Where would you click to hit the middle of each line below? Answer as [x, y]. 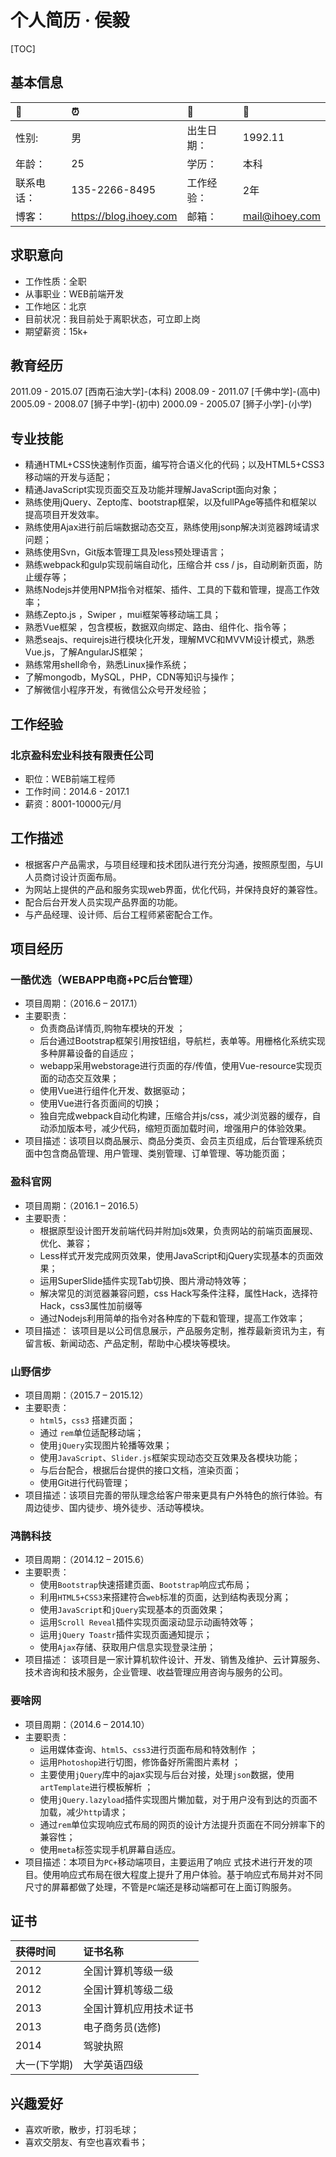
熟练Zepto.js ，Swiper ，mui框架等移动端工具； [123, 615]
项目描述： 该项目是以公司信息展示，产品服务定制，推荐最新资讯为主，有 [175, 1330]
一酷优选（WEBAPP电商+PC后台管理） [105, 979]
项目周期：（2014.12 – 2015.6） [87, 1560]
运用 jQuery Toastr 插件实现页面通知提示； [126, 1635]
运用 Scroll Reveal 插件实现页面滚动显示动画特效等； [148, 1622]
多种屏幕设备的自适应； [88, 1053]
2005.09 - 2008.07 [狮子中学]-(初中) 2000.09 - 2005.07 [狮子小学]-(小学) [161, 404]
